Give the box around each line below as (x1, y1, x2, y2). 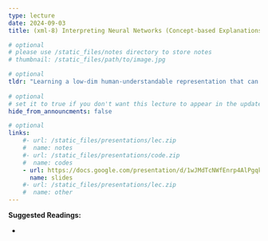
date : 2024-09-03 (8, 19, 66, 27)
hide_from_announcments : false (8, 107, 112, 116)
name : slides (29, 173, 73, 182)
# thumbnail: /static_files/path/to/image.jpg (8, 56, 166, 64)
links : (8, 129, 30, 137)
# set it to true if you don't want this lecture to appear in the (8, 100, 238, 108)
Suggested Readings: (8, 211, 81, 219)
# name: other (22, 188, 73, 196)
